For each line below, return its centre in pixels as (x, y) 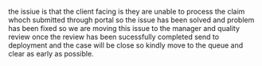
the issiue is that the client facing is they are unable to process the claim (127, 12)
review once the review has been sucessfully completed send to (114, 37)
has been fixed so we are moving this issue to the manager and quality (124, 28)
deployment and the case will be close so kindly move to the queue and (126, 45)
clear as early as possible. (51, 54)
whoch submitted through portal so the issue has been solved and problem (131, 20)
